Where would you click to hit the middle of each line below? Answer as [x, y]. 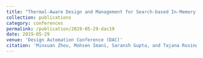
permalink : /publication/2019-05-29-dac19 [60, 29]
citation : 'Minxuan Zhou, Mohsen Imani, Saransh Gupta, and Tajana [93, 46]
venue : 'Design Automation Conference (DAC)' [64, 40]
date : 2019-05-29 [28, 34]
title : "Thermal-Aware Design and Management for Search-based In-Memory [101, 12]
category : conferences [35, 23]
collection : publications [39, 18]
